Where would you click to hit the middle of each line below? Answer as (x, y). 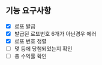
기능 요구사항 (28, 11)
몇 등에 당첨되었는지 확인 (43, 49)
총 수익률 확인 (30, 56)
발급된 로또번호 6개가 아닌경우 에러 (55, 33)
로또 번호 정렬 (30, 41)
